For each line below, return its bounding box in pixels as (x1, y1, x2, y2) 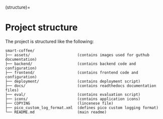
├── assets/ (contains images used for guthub (5, 52, 150, 57)
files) (5, 87, 19, 92)
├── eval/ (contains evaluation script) (5, 92, 141, 97)
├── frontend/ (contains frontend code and (5, 70, 138, 75)
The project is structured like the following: (5, 38, 94, 44)
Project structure (5, 22, 78, 33)
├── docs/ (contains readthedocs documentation (5, 83, 156, 88)
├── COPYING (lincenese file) (5, 100, 114, 106)
